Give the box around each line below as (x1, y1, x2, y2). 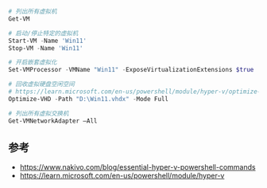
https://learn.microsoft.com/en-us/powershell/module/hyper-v (19, 171, 225, 181)
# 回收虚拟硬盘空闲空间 (8, 80, 75, 88)
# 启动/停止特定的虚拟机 (8, 29, 79, 37)
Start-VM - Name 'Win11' (8, 37, 87, 45)
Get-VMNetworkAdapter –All (8, 116, 98, 125)
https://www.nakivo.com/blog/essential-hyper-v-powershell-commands (19, 163, 256, 172)
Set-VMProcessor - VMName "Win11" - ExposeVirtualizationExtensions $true (8, 66, 254, 74)
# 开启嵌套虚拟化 (8, 58, 57, 67)
